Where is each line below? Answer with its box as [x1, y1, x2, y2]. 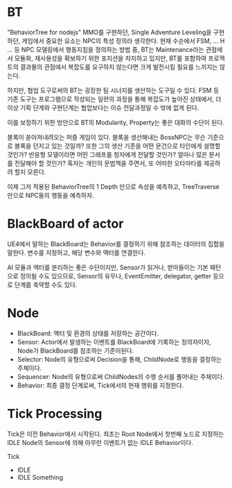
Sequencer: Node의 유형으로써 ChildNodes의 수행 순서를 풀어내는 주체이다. [17, 372, 225, 380]
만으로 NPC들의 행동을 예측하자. [7, 191, 95, 199]
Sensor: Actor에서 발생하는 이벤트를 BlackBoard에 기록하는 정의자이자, [17, 337, 211, 346]
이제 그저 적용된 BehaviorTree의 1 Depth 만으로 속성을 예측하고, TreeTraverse [7, 182, 220, 191]
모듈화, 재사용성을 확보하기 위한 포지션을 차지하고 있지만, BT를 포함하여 [14, 53, 207, 62]
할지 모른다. [14, 167, 46, 176]
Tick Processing [7, 406, 102, 421]
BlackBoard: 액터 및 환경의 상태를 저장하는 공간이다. [17, 329, 159, 337]
